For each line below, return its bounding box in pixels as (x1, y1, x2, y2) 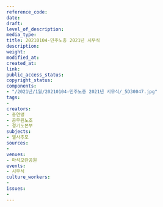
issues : (6, 186, 26, 192)
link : (6, 66, 20, 72)
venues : (6, 151, 26, 157)
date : (6, 15, 20, 21)
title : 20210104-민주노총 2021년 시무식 (6, 37, 101, 43)
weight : (6, 49, 26, 55)
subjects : (6, 129, 32, 135)
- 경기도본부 (6, 123, 34, 129)
